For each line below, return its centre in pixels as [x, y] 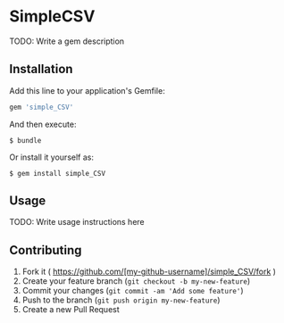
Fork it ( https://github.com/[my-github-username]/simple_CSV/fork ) [149, 272]
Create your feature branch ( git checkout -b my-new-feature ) [136, 281]
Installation [41, 69]
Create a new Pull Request [71, 310]
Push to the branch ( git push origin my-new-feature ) [121, 300]
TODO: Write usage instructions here [77, 222]
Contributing [46, 250]
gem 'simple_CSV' [42, 107]
